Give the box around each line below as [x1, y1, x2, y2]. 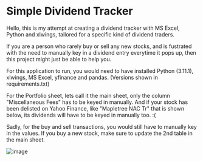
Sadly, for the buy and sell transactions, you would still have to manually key [6, 123, 198, 130]
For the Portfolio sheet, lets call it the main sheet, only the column [6, 92, 170, 99]
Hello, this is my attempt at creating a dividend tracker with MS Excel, [6, 24, 181, 32]
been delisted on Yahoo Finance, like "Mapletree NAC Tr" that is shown [6, 104, 184, 112]
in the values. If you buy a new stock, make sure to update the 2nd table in [6, 129, 193, 137]
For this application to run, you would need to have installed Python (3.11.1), [6, 67, 194, 74]
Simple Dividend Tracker [6, 4, 133, 18]
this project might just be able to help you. [6, 55, 112, 63]
